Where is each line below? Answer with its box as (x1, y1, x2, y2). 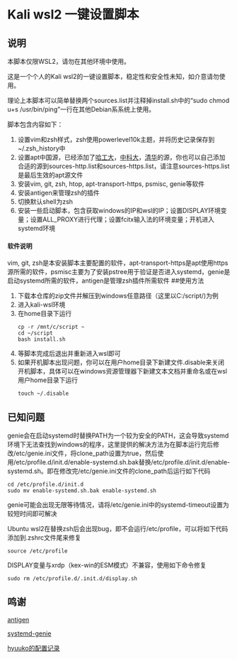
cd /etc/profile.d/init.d (7, 481, 83, 489)
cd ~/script (17, 329, 53, 337)
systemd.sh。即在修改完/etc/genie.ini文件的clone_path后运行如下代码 (7, 467, 211, 476)
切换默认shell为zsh (17, 197, 73, 206)
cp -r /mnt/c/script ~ (17, 324, 85, 331)
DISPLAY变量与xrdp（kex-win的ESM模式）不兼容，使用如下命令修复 (7, 561, 207, 570)
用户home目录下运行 (17, 376, 78, 384)
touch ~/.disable (17, 390, 69, 398)
